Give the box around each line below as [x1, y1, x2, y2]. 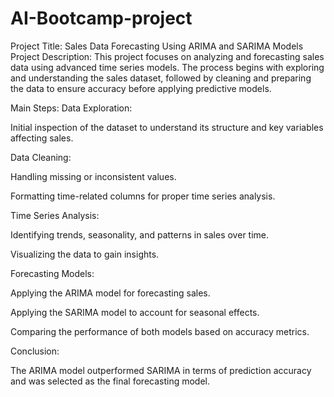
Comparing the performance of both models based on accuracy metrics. [10, 325, 310, 337]
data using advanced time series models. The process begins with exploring [10, 61, 325, 73]
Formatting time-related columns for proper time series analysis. [10, 190, 276, 202]
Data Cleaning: [10, 151, 72, 163]
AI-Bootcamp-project [10, 7, 193, 30]
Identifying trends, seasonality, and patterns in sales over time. [10, 228, 270, 241]
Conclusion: [10, 345, 60, 357]
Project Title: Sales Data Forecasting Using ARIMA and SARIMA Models [10, 40, 304, 52]
